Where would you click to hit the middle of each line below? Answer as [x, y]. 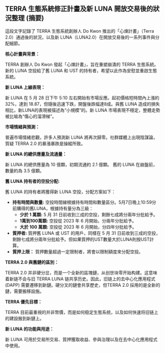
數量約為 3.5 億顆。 [25, 171]
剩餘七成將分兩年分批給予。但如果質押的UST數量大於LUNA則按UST [81, 239]
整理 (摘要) [28, 18]
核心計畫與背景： [22, 54]
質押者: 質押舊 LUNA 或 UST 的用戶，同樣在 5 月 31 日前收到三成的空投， [86, 233]
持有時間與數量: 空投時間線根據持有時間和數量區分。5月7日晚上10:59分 [84, 202]
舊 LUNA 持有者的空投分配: [33, 181]
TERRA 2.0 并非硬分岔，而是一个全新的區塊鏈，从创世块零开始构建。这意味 [81, 272]
